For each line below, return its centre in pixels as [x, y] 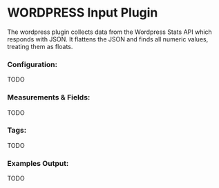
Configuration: [32, 64]
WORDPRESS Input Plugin [83, 13]
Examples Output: [38, 163]
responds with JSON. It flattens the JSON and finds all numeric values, [108, 39]
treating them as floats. [40, 46]
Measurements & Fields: [49, 97]
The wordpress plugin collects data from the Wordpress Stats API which [109, 32]
